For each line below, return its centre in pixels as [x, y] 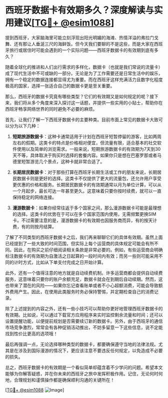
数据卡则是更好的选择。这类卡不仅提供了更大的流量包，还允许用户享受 [89, 178]
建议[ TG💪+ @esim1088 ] [64, 23]
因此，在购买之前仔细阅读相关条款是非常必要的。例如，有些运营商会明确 [88, 250]
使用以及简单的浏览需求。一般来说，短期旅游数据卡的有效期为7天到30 [89, 149]
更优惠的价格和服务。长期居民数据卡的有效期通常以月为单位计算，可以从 [87, 184]
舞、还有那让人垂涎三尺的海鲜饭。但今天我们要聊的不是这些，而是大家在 [79, 44]
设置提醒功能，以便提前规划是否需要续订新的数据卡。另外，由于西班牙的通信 [84, 321]
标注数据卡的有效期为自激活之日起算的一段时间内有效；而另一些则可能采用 [82, 256]
